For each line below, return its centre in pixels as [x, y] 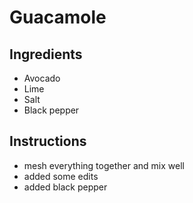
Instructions [48, 141]
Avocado [42, 78]
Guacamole [58, 17]
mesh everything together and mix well [104, 165]
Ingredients [46, 54]
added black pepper [65, 187]
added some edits [61, 176]
